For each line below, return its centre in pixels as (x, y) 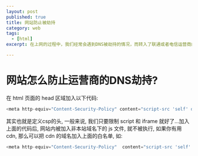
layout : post (22, 11)
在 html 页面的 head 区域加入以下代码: (52, 98)
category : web (24, 28)
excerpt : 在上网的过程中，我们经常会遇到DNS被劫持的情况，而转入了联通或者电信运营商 (99, 45)
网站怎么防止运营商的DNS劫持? (82, 81)
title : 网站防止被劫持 (31, 22)
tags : (13, 34)
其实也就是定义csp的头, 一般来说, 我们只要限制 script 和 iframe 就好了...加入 (98, 121)
